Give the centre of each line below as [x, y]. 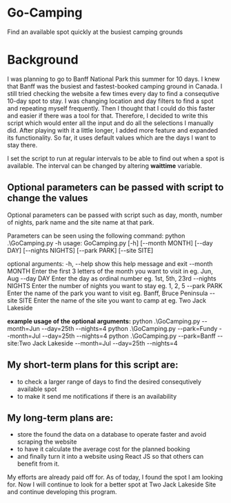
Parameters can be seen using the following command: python [96, 236]
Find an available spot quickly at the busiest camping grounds [95, 32]
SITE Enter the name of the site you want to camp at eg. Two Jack [113, 300]
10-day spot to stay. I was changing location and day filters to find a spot [110, 101]
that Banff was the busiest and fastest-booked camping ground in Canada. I [115, 86]
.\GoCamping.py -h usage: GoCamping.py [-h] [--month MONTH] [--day [110, 243]
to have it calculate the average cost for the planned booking [103, 449]
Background [43, 60]
